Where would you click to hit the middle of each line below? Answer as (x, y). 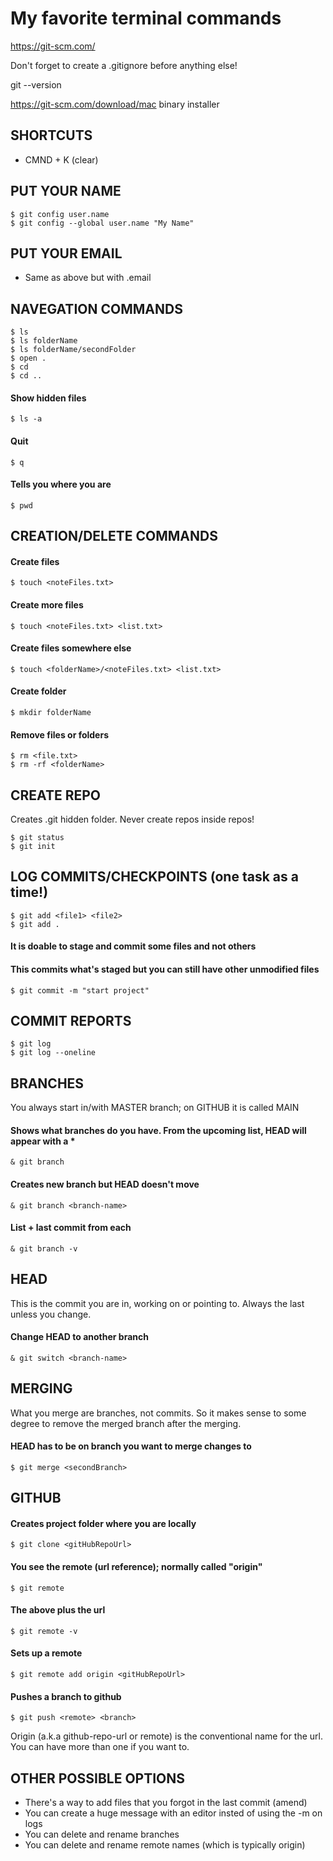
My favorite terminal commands (146, 18)
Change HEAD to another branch (79, 1337)
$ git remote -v (44, 1631)
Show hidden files (48, 398)
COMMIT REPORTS (71, 1021)
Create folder (38, 691)
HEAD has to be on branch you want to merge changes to (131, 1446)
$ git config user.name (60, 214)
